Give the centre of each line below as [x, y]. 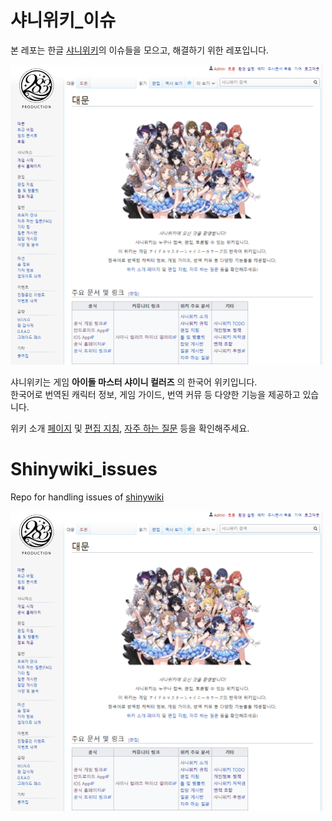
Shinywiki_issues [84, 469]
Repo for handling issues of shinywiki [87, 497]
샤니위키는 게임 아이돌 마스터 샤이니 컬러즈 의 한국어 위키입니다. [134, 382]
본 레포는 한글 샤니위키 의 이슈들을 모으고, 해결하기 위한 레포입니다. [140, 50]
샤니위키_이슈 [63, 20]
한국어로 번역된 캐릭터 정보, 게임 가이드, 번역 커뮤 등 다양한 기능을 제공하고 [155, 394]
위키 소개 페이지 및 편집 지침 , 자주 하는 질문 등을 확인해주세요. [130, 428]
